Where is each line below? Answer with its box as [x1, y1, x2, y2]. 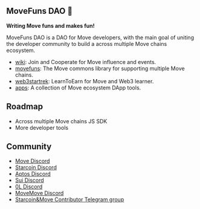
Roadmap [6, 101, 44, 112]
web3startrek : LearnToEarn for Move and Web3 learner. [15, 77, 154, 85]
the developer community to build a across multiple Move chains [6, 40, 167, 47]
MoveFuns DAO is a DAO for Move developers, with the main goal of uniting [6, 34, 195, 41]
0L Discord [15, 183, 43, 190]
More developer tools [15, 124, 68, 131]
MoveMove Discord [15, 190, 64, 197]
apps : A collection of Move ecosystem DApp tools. [15, 84, 141, 91]
